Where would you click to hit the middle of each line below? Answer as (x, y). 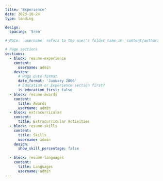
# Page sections (21, 49)
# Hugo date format (37, 76)
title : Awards (32, 103)
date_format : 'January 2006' (47, 81)
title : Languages (35, 166)
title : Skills (32, 135)
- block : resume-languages (37, 158)
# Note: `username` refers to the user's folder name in (64, 41)
